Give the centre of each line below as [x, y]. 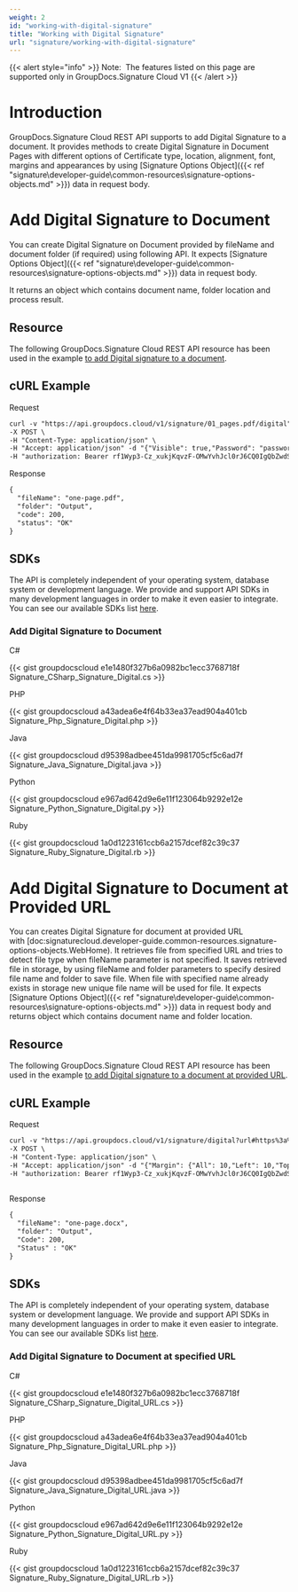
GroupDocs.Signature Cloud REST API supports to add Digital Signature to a [148, 137]
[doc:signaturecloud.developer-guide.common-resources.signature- [152, 941]
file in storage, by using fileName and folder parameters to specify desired [145, 969]
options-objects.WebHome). [61, 951]
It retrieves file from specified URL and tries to [199, 951]
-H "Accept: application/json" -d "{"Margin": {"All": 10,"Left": [134, 1165]
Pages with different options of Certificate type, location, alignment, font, [143, 156]
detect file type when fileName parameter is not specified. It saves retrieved [148, 960]
